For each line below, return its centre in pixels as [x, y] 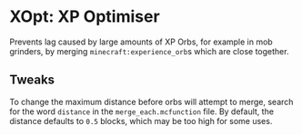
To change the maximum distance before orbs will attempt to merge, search [151, 101]
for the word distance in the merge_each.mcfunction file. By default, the [142, 111]
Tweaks [32, 80]
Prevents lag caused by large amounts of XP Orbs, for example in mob [141, 42]
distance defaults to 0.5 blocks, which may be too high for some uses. [141, 121]
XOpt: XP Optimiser [85, 17]
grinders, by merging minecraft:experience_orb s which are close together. [149, 51]
